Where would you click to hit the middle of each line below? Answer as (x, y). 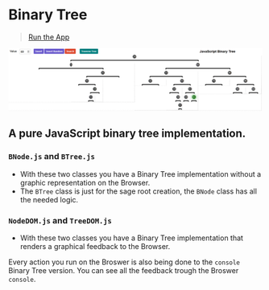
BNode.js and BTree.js (52, 157)
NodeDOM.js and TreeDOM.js (60, 220)
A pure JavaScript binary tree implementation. (127, 134)
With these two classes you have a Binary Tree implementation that (132, 238)
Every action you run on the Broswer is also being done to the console (124, 262)
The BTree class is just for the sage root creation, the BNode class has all (139, 191)
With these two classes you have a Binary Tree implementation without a (141, 174)
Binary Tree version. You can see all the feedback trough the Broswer (124, 270)
